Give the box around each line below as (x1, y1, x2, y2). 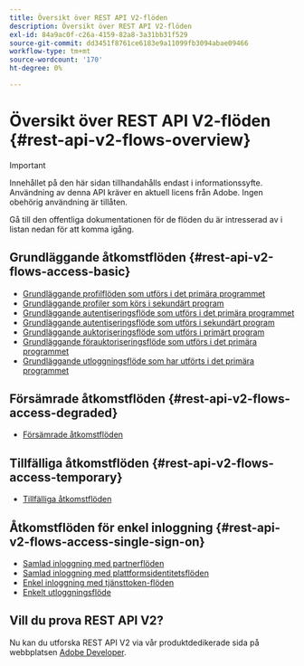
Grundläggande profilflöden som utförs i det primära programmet (22, 288, 266, 299)
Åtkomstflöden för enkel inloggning (9, 519, 214, 535)
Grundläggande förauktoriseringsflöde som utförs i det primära (22, 336, 258, 347)
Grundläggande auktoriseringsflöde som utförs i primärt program (22, 327, 265, 338)
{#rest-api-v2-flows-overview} (9, 130, 252, 150)
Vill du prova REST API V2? (9, 613, 165, 629)
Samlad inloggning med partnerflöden (22, 558, 165, 569)
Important (9, 159, 46, 170)
